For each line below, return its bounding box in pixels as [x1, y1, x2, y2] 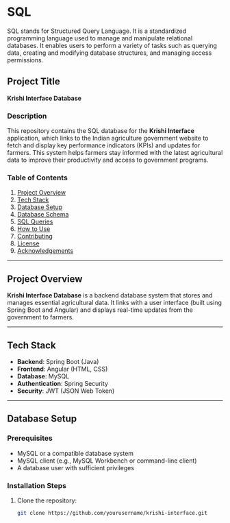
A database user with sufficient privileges [16, 463, 135, 472]
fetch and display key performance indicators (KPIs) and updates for [7, 141, 201, 149]
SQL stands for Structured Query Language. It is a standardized [7, 27, 187, 35]
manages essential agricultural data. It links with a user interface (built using [7, 299, 222, 307]
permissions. [7, 56, 44, 64]
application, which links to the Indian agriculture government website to [7, 134, 209, 143]
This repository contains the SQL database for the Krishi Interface [7, 127, 195, 135]
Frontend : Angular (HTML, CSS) [16, 365, 108, 373]
